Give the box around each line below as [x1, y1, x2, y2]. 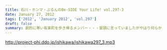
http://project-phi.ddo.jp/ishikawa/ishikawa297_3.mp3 [5, 39, 115, 45]
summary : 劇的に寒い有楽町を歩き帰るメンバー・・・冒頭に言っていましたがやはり [5, 26, 151, 31]
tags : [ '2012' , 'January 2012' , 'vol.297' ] [5, 16, 97, 21]
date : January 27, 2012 [5, 12, 55, 17]
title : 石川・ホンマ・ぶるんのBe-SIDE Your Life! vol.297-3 [5, 7, 124, 12]
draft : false [5, 21, 32, 26]
